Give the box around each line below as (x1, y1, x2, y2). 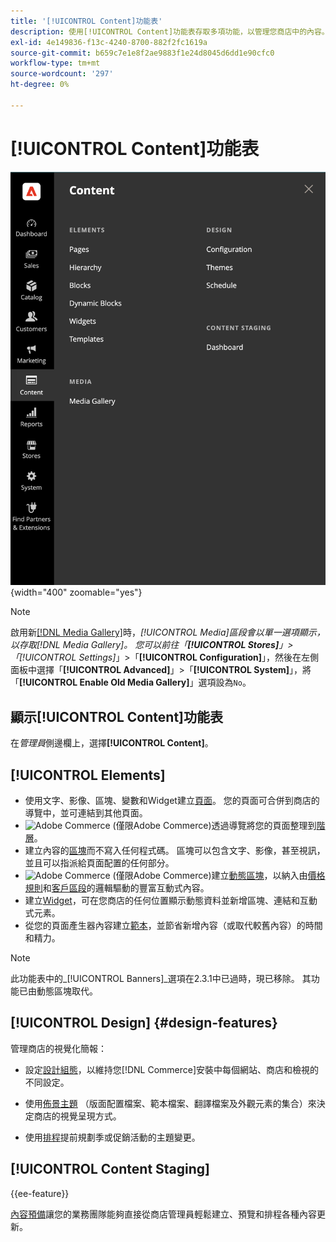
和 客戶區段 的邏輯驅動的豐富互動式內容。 (42, 881, 210, 894)
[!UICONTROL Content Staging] (10, 1161, 211, 1178)
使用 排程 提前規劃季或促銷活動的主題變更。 (24, 1131, 201, 1143)
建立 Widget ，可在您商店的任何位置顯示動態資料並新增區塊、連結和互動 (24, 894, 318, 906)
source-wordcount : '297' (10, 69, 114, 79)
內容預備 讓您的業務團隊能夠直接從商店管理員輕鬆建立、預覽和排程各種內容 (10, 1208, 317, 1220)
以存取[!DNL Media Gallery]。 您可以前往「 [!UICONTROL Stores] (10, 639, 280, 651)
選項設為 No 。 (198, 676, 252, 689)
